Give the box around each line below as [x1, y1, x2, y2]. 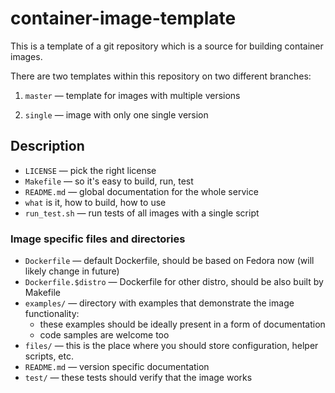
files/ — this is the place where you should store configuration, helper [24, 340, 319, 352]
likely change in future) [24, 265, 120, 277]
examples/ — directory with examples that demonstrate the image [24, 297, 295, 309]
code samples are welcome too [39, 329, 170, 341]
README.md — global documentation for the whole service [24, 185, 259, 197]
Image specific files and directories [10, 232, 186, 246]
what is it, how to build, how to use [24, 196, 167, 208]
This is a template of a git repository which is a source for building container [10, 40, 324, 52]
